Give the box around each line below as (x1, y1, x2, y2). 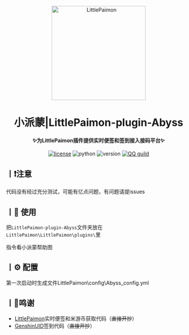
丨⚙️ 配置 (6, 263, 38, 273)
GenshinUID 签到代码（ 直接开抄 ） (14, 322, 96, 329)
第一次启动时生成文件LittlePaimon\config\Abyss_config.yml (6, 279, 149, 286)
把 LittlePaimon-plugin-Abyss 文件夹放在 (6, 224, 103, 231)
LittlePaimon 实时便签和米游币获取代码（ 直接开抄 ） (14, 315, 137, 322)
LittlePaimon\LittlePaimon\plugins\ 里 (6, 231, 101, 238)
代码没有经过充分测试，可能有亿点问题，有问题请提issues (6, 188, 145, 195)
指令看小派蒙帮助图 (6, 244, 53, 251)
